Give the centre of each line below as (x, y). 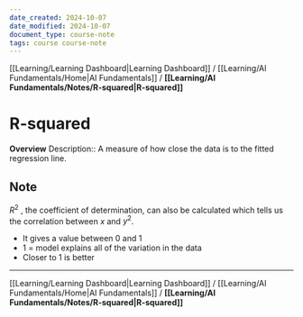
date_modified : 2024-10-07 (60, 26)
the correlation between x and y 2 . (72, 220)
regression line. (38, 158)
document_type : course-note (62, 34)
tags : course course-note (58, 43)
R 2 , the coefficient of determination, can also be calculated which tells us (147, 209)
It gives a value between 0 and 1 (82, 239)
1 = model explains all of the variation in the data (112, 248)
